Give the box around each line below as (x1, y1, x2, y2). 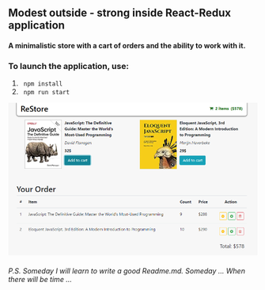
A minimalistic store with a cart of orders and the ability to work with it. (8, 40, 246, 50)
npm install (23, 80, 63, 88)
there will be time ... (8, 274, 73, 284)
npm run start (23, 89, 70, 97)
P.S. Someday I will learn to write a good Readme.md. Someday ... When (8, 265, 245, 276)
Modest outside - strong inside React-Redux (8, 6, 232, 20)
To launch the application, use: (8, 60, 129, 71)
